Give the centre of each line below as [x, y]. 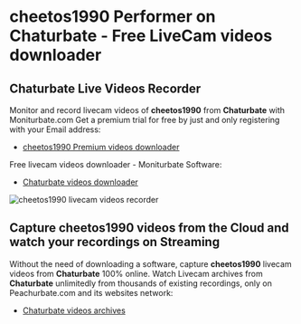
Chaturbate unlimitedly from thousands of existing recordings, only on [141, 283]
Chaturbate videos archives [74, 310]
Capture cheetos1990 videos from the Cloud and [149, 228]
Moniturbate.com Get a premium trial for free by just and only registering [145, 120]
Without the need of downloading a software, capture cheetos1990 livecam [150, 263]
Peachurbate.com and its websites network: [91, 292]
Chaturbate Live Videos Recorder [105, 88]
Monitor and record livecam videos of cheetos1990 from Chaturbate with [147, 110]
